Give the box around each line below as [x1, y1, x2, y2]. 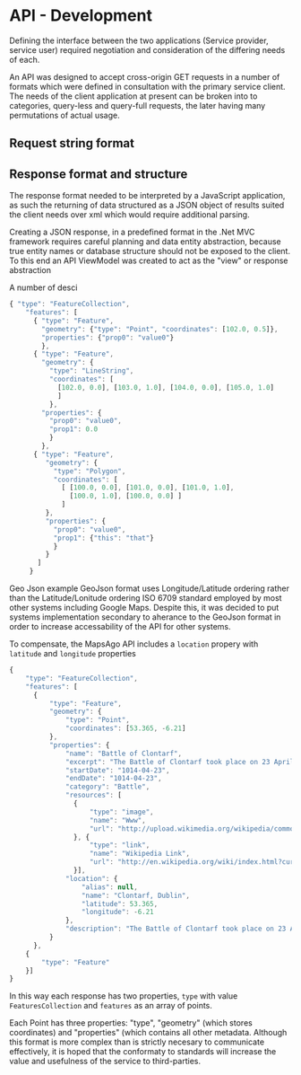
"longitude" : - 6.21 [81, 908, 154, 917]
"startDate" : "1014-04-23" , [65, 765, 170, 775]
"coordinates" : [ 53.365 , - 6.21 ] [65, 724, 186, 733]
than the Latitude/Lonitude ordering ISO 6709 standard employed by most [9, 593, 282, 604]
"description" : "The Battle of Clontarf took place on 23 [65, 924, 287, 934]
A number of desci [9, 282, 78, 293]
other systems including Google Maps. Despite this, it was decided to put [9, 603, 279, 613]
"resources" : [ [65, 791, 123, 800]
